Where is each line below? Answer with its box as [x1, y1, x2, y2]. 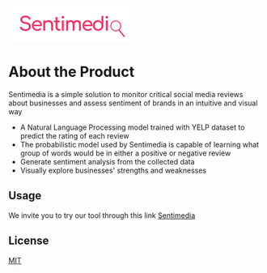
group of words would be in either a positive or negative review [19, 148, 231, 158]
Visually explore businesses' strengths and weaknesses [19, 165, 207, 175]
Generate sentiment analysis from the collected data [19, 156, 196, 166]
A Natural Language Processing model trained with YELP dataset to [19, 122, 245, 132]
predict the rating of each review [19, 130, 129, 140]
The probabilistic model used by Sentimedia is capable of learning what [19, 139, 260, 149]
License [8, 234, 49, 248]
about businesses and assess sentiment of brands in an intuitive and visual [8, 98, 258, 108]
